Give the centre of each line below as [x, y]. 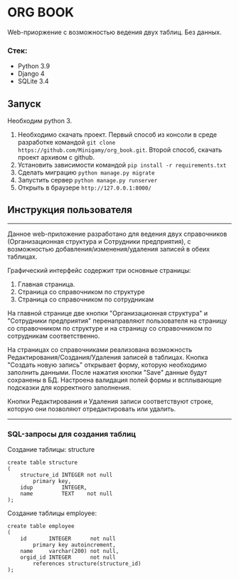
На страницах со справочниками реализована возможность [100, 349]
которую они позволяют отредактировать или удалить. [92, 409]
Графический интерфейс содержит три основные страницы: [99, 270]
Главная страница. [46, 284]
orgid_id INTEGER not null [68, 558]
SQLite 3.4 [33, 81]
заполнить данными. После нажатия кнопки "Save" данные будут [107, 372]
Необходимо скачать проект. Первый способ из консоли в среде [117, 135]
